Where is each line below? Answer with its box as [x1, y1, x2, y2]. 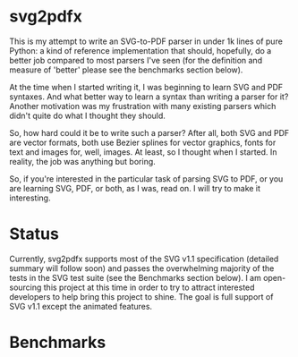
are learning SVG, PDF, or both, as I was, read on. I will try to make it [9, 183, 261, 193]
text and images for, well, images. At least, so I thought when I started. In [9, 146, 277, 157]
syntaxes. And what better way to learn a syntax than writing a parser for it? [9, 91, 289, 102]
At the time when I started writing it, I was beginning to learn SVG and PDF [9, 81, 284, 92]
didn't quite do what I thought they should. [9, 110, 166, 121]
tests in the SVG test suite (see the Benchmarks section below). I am [9, 272, 261, 283]
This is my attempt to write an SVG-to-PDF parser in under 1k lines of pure [9, 36, 284, 47]
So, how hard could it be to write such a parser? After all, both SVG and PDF [9, 127, 290, 138]
